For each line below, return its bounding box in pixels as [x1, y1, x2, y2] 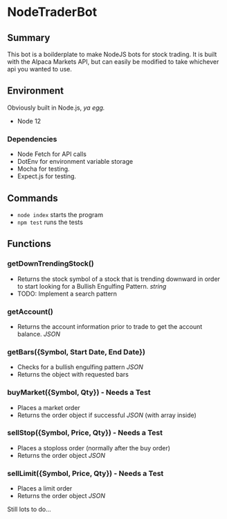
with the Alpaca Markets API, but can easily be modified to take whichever [7, 58, 219, 66]
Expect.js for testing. [17, 172, 77, 180]
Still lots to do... [7, 505, 52, 513]
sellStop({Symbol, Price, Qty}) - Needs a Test [7, 428, 163, 438]
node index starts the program [17, 210, 104, 219]
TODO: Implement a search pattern [17, 289, 118, 298]
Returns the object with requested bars [17, 371, 129, 379]
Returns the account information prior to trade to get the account [17, 322, 203, 330]
